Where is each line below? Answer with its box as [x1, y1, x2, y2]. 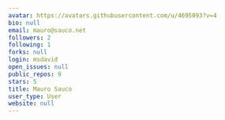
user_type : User [8, 92, 62, 100]
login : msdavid [8, 56, 58, 64]
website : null [8, 99, 55, 107]
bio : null [8, 19, 41, 27]
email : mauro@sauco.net [8, 26, 87, 34]
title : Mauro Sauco [8, 84, 73, 93]
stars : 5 [8, 77, 37, 85]
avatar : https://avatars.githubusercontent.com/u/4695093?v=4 [8, 11, 217, 20]
